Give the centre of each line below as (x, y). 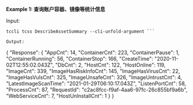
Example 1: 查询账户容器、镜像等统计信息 (56, 9)
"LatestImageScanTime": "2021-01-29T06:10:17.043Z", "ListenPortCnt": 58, (96, 83)
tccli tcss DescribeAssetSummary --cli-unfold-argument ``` (81, 32)
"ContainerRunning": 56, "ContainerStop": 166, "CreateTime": (80, 59)
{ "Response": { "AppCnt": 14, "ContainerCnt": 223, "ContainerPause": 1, (93, 52)
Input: (13, 21)
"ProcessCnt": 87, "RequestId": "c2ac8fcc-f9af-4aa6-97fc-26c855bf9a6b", (97, 90)
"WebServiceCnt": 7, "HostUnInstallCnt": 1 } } (60, 96)
